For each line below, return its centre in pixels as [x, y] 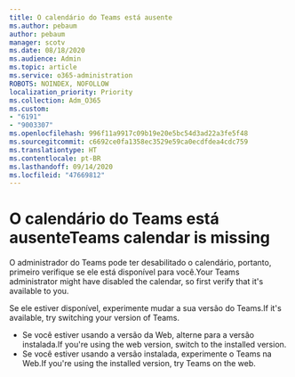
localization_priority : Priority [71, 92]
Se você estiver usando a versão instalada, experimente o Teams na [147, 354]
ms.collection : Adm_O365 [55, 100]
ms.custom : [29, 109]
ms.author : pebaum [43, 26]
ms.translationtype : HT [53, 150]
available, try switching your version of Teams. [95, 318]
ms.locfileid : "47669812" [57, 175]
